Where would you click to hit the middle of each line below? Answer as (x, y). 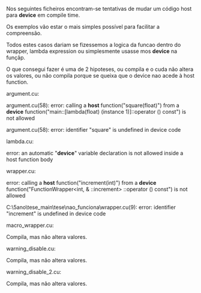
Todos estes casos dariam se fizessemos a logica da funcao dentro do (94, 45)
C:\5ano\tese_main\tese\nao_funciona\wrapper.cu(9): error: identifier (91, 207)
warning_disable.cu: (31, 248)
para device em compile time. (43, 15)
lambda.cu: (20, 141)
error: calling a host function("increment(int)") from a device (81, 183)
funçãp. (16, 57)
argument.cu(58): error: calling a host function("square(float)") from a (93, 105)
